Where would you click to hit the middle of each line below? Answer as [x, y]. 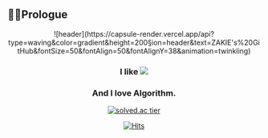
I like [129, 71]
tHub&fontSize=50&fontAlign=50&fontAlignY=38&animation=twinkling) [134, 51]
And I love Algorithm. [134, 93]
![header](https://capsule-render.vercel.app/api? [134, 34]
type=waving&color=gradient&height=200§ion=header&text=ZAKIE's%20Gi [134, 42]
